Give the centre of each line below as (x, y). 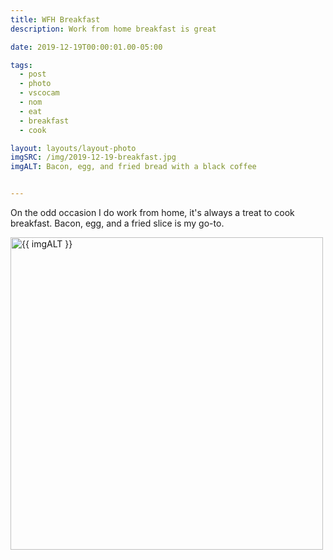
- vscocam (39, 93)
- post (33, 74)
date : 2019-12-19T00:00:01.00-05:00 (86, 47)
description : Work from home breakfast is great (113, 29)
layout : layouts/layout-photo (73, 148)
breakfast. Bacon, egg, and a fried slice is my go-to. (117, 223)
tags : (21, 65)
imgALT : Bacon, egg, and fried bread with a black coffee (133, 167)
